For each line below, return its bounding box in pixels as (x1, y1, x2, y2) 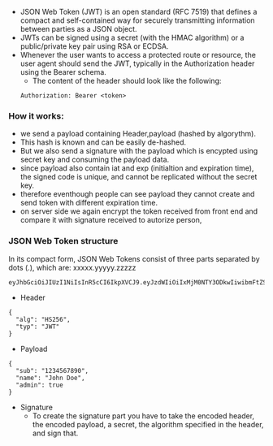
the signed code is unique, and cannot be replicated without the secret (19, 172, 258, 182)
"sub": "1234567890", (15, 366, 89, 375)
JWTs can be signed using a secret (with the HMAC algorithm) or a (19, 32, 245, 42)
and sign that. (32, 428, 79, 438)
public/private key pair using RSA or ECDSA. (19, 41, 169, 51)
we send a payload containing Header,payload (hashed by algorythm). (19, 129, 256, 139)
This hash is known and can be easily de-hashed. (19, 137, 187, 147)
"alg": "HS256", (15, 315, 71, 323)
